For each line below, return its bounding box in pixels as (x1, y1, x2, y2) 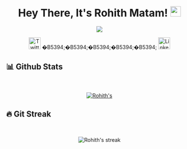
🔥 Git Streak (6, 109, 51, 119)
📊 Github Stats (6, 62, 63, 72)
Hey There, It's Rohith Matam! (18, 7, 168, 20)
